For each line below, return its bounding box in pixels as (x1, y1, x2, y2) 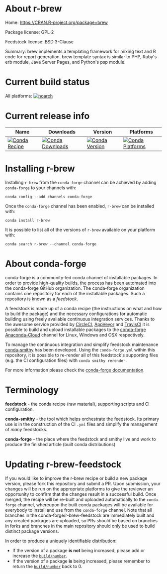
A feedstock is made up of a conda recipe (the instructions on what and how (5, 305, 162, 311)
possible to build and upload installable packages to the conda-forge (5, 327, 146, 333)
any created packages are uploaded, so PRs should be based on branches (5, 517, 158, 523)
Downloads (48, 128, 76, 135)
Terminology (5, 384, 59, 396)
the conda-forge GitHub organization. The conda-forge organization (5, 285, 145, 291)
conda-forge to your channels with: (5, 185, 77, 191)
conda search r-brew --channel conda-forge (5, 241, 97, 246)
